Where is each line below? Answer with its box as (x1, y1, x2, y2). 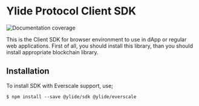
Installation (6, 66, 50, 76)
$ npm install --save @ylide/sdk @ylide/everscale (6, 93, 137, 100)
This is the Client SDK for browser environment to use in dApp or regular (6, 36, 187, 43)
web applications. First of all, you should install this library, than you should (6, 42, 194, 49)
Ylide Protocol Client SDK (6, 4, 137, 18)
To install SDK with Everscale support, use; (6, 82, 114, 89)
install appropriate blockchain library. (6, 48, 99, 55)
